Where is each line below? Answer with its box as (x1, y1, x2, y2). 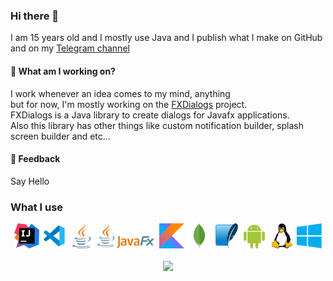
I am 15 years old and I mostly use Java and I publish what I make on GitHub (10, 32, 323, 44)
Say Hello (10, 175, 50, 187)
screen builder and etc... (10, 130, 111, 142)
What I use (10, 200, 64, 214)
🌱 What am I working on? (10, 65, 116, 77)
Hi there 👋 (10, 9, 60, 23)
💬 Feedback (10, 153, 61, 165)
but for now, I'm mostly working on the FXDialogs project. (10, 98, 248, 110)
